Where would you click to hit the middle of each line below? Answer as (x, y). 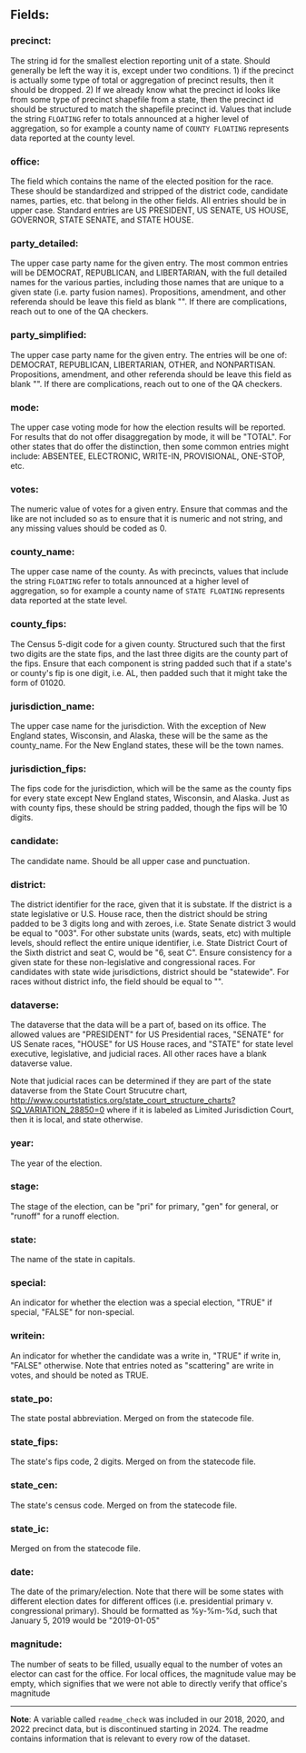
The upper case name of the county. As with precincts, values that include (149, 572)
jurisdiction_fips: (49, 769)
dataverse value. (41, 1063)
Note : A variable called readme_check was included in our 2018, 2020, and (148, 1719)
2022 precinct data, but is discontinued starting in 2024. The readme (139, 1728)
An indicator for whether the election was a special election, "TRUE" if (142, 1302)
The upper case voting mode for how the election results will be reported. (148, 427)
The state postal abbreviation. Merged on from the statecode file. (132, 1419)
